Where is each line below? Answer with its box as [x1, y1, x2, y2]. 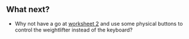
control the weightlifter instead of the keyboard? [14, 26, 133, 33]
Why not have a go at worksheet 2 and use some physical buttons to [14, 20, 183, 27]
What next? [6, 5, 50, 15]
